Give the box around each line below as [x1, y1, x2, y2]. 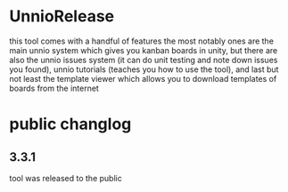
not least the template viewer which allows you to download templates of [9, 73, 277, 84]
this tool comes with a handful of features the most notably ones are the [9, 36, 275, 46]
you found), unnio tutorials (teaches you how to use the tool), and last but [9, 64, 279, 75]
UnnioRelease [9, 6, 115, 27]
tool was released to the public [9, 172, 122, 183]
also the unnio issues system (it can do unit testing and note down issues [9, 54, 278, 65]
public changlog [9, 114, 132, 134]
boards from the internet [9, 83, 100, 93]
